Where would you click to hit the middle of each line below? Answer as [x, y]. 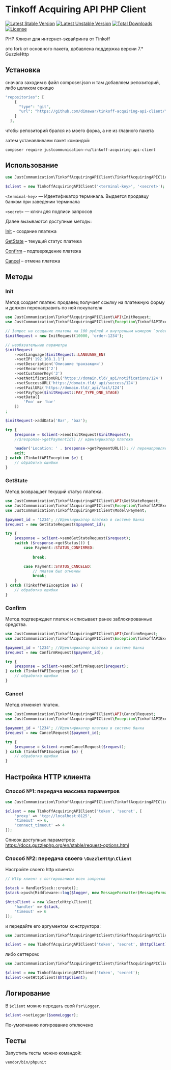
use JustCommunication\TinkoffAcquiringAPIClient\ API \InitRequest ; [78, 317]
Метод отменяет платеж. [33, 705]
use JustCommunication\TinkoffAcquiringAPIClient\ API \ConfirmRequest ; [82, 634]
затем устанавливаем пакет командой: [48, 140]
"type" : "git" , [35, 107]
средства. [16, 624]
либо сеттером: [22, 954]
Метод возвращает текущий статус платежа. [54, 492]
